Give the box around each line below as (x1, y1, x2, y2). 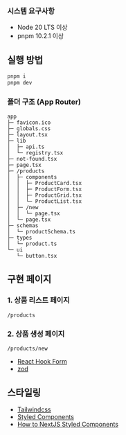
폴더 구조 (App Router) (7, 97, 81, 107)
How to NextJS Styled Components (17, 420, 119, 428)
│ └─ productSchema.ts (7, 229, 76, 236)
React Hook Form (17, 357, 67, 366)
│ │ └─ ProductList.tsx (7, 198, 82, 205)
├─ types (7, 234, 33, 242)
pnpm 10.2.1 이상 (17, 32, 64, 40)
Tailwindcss (17, 405, 51, 414)
